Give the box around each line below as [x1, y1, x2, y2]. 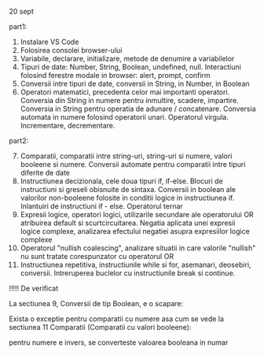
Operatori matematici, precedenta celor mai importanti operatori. [20, 87, 230, 97]
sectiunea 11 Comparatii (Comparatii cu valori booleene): [9, 323, 192, 331]
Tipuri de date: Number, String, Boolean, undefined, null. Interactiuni [20, 62, 242, 72]
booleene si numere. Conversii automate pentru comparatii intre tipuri [20, 160, 246, 168]
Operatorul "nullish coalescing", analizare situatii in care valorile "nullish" [20, 243, 256, 253]
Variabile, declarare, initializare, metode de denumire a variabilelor [20, 54, 235, 63]
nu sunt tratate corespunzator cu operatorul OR [20, 252, 174, 261]
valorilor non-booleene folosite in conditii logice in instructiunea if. [20, 193, 235, 202]
